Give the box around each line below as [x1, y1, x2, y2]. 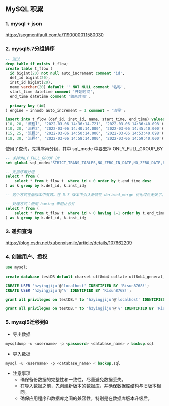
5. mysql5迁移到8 [5, 319, 49, 326]
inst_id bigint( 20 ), [10, 80, 53, 85]
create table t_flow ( [5, 66, 53, 71]
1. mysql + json [5, 20, 42, 27]
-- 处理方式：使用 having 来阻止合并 [5, 201, 75, 206]
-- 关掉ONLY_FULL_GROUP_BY [5, 155, 60, 161]
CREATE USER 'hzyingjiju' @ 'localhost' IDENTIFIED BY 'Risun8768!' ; [5, 283, 150, 288]
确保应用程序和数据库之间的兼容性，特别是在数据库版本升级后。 [20, 395, 152, 401]
